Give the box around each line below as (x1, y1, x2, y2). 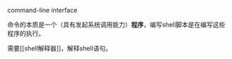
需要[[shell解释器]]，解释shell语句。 (7, 44, 112, 52)
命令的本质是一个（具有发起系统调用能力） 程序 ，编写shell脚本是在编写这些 (7, 20, 226, 29)
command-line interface (7, 6, 78, 14)
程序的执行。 (7, 29, 45, 37)
